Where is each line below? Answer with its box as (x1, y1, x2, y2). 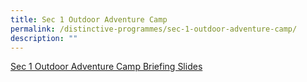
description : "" (10, 33, 78, 43)
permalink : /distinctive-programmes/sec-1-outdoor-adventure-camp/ (10, 24, 298, 34)
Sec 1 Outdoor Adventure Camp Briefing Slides (10, 61, 203, 73)
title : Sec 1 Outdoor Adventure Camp (10, 14, 168, 25)
